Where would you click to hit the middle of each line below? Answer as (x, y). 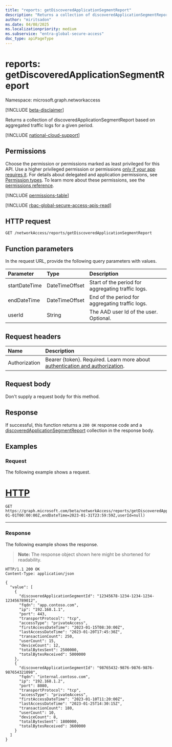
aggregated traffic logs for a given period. (49, 125)
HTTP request (28, 222)
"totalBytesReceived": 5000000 (52, 654)
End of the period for (114, 297)
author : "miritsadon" (28, 19)
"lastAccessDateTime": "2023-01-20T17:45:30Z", (71, 632)
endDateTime (24, 300)
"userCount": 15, (37, 641)
